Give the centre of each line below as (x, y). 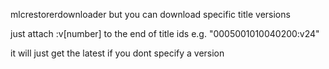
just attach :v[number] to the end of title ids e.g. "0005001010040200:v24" (165, 33)
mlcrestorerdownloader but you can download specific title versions (150, 14)
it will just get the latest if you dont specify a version (117, 53)
